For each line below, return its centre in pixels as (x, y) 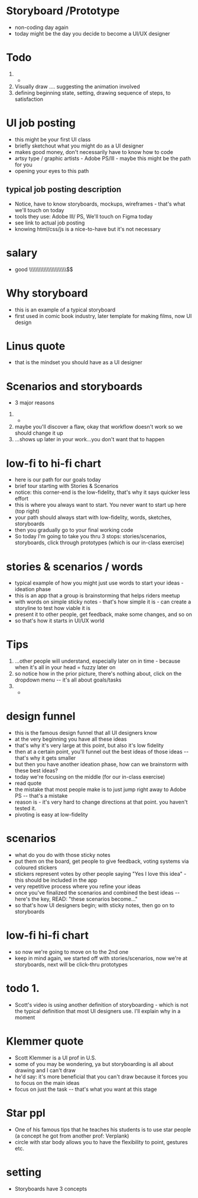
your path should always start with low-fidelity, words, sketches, (93, 518)
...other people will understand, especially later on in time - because (98, 661)
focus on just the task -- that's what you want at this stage (86, 1089)
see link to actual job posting (50, 223)
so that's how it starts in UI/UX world (59, 621)
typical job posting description (64, 190)
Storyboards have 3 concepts (51, 1189)
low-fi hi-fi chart (47, 935)
